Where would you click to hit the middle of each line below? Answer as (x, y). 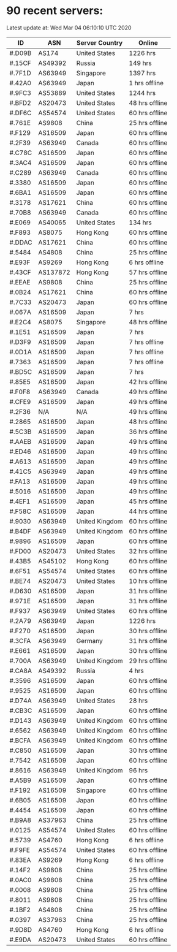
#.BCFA (20, 741)
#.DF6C (21, 113)
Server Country (100, 42)
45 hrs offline (148, 501)
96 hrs (138, 770)
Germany (89, 641)
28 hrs (138, 701)
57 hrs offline (148, 272)
